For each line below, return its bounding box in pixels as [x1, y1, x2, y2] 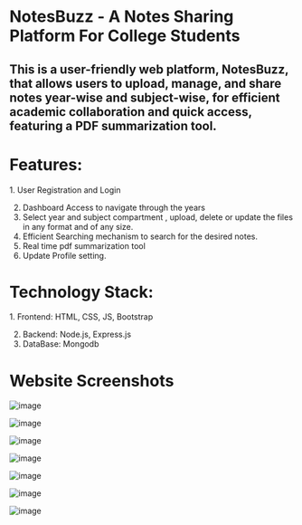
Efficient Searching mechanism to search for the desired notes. [22, 231, 259, 242]
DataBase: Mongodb [22, 339, 99, 349]
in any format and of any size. [22, 221, 134, 232]
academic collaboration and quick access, [9, 104, 252, 119]
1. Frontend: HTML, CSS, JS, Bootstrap [9, 311, 154, 322]
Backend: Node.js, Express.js [22, 329, 132, 340]
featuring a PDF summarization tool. [9, 118, 217, 133]
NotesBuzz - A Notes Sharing [9, 6, 234, 27]
